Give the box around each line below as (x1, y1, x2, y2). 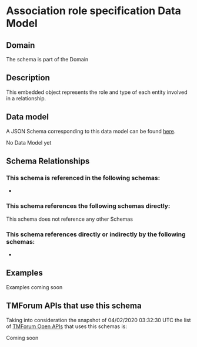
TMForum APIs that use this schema (6, 301, 142, 311)
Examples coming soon (6, 283, 63, 290)
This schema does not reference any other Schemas (6, 215, 133, 222)
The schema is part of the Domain (6, 56, 89, 63)
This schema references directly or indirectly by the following (6, 230, 186, 238)
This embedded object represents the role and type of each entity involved (6, 89, 188, 96)
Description (6, 73, 50, 83)
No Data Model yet (6, 139, 52, 146)
